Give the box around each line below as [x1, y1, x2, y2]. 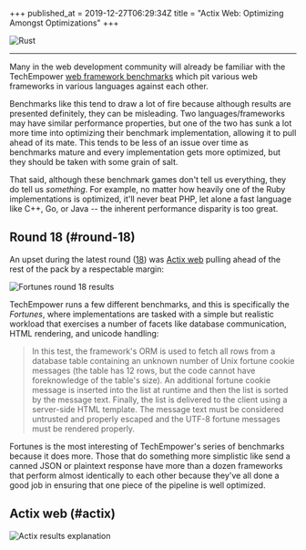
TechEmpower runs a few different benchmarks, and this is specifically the [9, 298, 290, 309]
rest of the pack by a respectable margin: [9, 264, 165, 275]
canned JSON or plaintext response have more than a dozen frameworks [9, 460, 283, 471]
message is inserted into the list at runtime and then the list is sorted [31, 384, 289, 395]
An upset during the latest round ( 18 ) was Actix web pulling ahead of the [9, 254, 280, 265]
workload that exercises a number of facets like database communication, [9, 318, 287, 329]
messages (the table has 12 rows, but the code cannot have [31, 365, 256, 376]
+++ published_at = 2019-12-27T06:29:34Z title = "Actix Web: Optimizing [9, 8, 284, 18]
